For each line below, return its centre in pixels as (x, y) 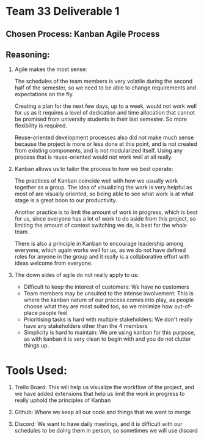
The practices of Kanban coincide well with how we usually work (96, 181)
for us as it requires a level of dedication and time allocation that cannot (105, 113)
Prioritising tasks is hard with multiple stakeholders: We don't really (108, 319)
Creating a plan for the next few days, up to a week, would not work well (105, 106)
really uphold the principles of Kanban (63, 400)
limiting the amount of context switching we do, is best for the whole (101, 226)
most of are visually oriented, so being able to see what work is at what (104, 194)
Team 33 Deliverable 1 (63, 11)
